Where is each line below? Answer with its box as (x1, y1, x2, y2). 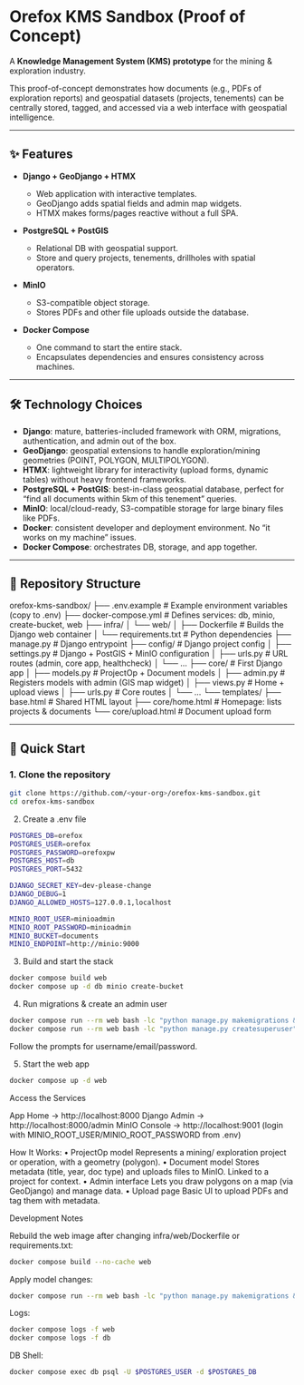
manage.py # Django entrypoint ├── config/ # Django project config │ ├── (9, 639, 292, 649)
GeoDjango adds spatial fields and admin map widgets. (35, 198, 242, 209)
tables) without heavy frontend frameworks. (22, 473, 187, 484)
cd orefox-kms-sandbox (9, 796, 95, 806)
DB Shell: (9, 1350, 43, 1361)
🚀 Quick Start (9, 741, 86, 756)
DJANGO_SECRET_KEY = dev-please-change (9, 882, 152, 891)
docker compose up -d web (9, 1076, 107, 1085)
